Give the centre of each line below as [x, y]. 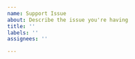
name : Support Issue [37, 13]
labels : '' [23, 33]
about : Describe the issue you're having [68, 20]
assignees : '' [28, 39]
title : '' [21, 26]
